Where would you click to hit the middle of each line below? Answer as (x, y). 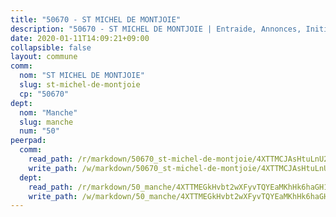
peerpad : (28, 141)
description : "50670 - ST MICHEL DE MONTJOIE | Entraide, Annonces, (156, 29)
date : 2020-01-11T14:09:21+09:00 (80, 38)
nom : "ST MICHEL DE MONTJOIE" (82, 76)
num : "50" (39, 131)
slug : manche (46, 122)
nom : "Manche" (48, 112)
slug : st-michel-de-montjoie (80, 85)
